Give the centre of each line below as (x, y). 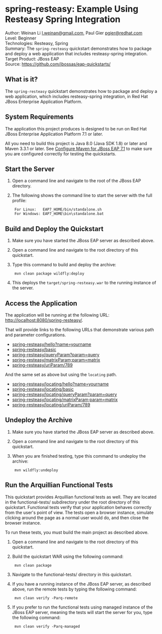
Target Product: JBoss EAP (32, 59)
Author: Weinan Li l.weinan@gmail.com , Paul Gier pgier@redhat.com (74, 33)
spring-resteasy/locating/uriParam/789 (51, 405)
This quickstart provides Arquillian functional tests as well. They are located (81, 497)
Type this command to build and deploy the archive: (64, 265)
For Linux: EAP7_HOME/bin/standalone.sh (58, 210)
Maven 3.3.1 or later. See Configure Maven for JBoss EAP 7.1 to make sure (79, 148)
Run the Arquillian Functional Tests (59, 485)
